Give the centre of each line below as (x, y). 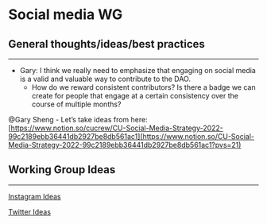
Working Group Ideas (62, 170)
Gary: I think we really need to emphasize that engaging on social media (137, 70)
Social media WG (66, 15)
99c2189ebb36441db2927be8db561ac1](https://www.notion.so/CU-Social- (132, 136)
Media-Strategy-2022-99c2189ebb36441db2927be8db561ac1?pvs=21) (125, 145)
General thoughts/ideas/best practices (106, 44)
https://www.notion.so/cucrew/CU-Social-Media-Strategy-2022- (117, 128)
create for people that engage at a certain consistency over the (135, 96)
